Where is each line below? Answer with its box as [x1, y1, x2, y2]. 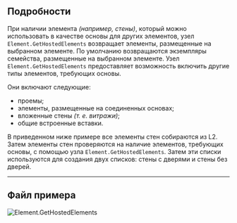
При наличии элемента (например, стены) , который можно [7, 24, 187, 32]
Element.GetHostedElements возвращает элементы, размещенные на [7, 39, 212, 48]
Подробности [7, 6, 71, 18]
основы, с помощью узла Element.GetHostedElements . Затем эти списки [7, 147, 221, 155]
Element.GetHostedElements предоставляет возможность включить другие [7, 61, 230, 70]
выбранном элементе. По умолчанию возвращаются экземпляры [7, 46, 207, 55]
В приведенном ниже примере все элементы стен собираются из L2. [7, 132, 218, 141]
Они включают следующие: [7, 82, 91, 91]
